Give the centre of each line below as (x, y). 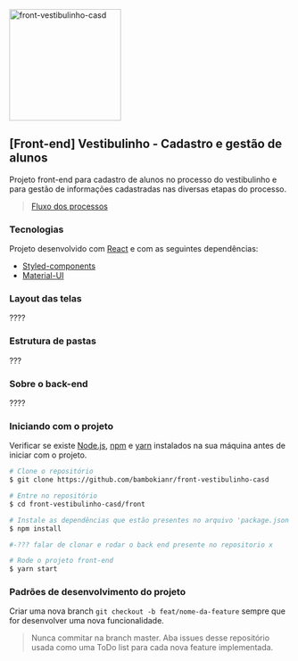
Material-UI (43, 276)
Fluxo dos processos (70, 206)
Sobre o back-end (49, 384)
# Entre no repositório (54, 496)
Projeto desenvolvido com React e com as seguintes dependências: (134, 249)
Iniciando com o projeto (62, 426)
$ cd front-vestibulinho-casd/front (77, 504)
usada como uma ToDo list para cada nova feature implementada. (152, 648)
